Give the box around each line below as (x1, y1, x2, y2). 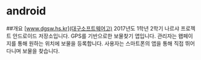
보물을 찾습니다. (22, 47, 60, 55)
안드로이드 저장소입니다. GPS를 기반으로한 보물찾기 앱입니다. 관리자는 (12, 32, 177, 40)
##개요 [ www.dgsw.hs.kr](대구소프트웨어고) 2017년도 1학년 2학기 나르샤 (6, 25, 180, 32)
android (6, 4, 47, 18)
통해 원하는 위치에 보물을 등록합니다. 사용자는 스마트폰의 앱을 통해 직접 (17, 40, 184, 47)
